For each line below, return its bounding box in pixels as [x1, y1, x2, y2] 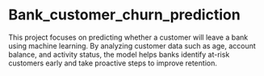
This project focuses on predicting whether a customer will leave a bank [8, 32, 249, 42]
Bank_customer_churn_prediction [8, 6, 241, 24]
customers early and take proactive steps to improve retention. [8, 58, 218, 68]
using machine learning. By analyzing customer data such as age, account [8, 40, 256, 50]
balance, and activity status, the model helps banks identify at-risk [8, 49, 230, 59]
